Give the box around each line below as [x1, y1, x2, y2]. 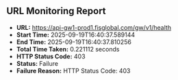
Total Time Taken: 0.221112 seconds [16, 45, 120, 53]
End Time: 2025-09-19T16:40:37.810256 [16, 37, 131, 46]
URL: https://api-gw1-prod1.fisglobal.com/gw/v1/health [16, 23, 172, 31]
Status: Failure [16, 59, 59, 67]
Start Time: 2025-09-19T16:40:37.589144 [16, 31, 136, 39]
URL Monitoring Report [6, 5, 107, 17]
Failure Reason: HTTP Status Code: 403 [16, 66, 131, 75]
